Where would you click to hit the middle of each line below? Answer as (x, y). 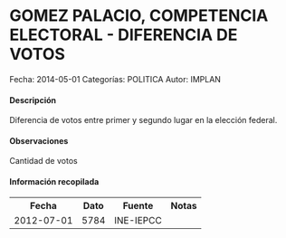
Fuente (138, 205)
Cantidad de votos (44, 161)
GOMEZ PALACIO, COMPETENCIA (139, 16)
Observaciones (39, 140)
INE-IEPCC (138, 220)
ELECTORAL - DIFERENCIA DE (124, 35)
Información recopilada (54, 181)
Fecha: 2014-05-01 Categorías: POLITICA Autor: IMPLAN (115, 79)
